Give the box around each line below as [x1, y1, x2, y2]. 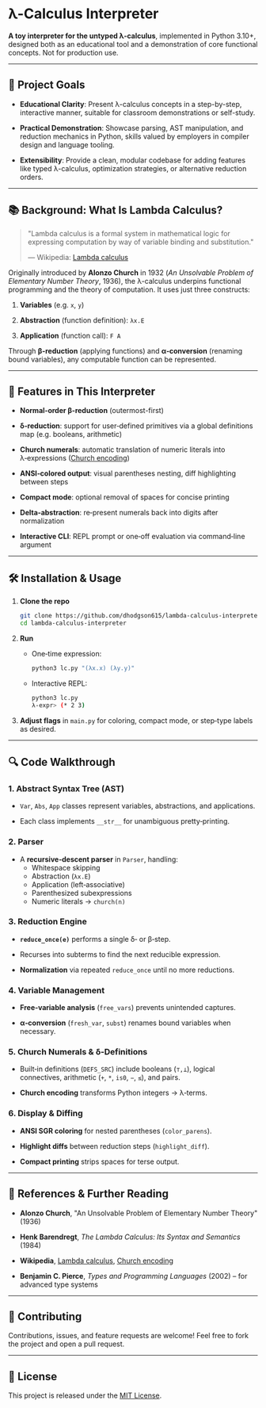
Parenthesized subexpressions [31, 888, 132, 897]
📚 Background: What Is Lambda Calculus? [8, 204, 223, 217]
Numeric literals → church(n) [31, 897, 126, 906]
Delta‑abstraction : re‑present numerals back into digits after [19, 508, 218, 518]
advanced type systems [19, 1280, 99, 1289]
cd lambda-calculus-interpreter [19, 619, 127, 627]
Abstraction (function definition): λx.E [19, 315, 145, 325]
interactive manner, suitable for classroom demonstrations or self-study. [19, 108, 256, 117]
